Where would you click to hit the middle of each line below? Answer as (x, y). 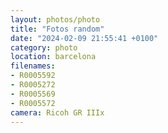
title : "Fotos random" (57, 29)
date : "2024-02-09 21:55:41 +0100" (84, 38)
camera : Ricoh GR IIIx (57, 112)
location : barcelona (53, 57)
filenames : (33, 66)
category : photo (44, 47)
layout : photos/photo (55, 19)
